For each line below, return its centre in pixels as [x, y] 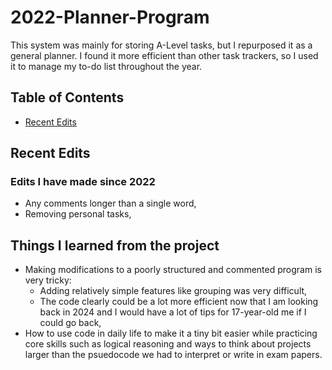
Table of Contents [67, 97]
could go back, [70, 323]
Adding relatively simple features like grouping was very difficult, [173, 291]
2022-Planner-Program [110, 17]
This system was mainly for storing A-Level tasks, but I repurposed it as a [161, 45]
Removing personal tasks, [78, 214]
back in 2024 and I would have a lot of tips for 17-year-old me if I [173, 312]
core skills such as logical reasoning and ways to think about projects [168, 344]
